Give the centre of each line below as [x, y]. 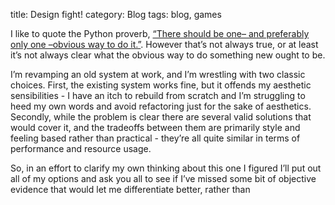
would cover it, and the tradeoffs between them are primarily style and [155, 127]
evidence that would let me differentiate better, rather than [130, 189]
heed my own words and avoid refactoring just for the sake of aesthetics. [161, 106]
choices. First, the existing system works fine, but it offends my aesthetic [161, 85]
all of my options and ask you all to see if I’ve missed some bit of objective [163, 178]
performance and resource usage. [81, 148]
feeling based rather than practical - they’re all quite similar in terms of [155, 138]
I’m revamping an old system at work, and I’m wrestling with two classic [158, 74]
